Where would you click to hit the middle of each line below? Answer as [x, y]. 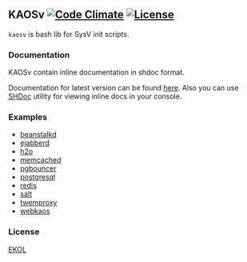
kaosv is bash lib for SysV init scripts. [69, 34]
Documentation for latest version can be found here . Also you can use [124, 88]
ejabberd [35, 143]
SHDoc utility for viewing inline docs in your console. [95, 96]
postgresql [38, 177]
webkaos [35, 211]
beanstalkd [38, 135]
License [24, 232]
